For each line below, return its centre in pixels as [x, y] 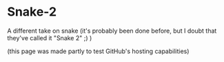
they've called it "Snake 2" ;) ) [50, 37]
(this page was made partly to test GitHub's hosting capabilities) [98, 51]
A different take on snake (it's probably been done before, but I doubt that [112, 31]
